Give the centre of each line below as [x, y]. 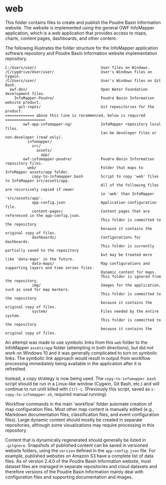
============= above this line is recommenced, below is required [75, 115]
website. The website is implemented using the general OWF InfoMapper [80, 27]
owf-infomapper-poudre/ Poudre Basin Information [89, 159]
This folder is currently [127, 246]
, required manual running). [80, 394]
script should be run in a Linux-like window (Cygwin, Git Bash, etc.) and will [83, 384]
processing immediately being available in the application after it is [73, 363]
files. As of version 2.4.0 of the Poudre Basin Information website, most [78, 461]
